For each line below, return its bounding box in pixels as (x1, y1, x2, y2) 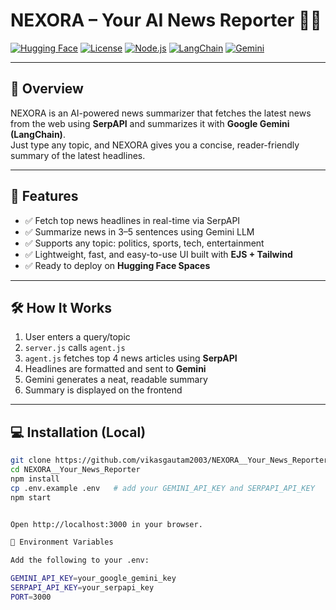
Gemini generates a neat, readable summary (24, 374, 208, 386)
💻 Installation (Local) (10, 424, 147, 441)
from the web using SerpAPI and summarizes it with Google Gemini (10, 117, 290, 129)
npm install (10, 474, 60, 484)
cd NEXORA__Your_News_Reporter (10, 465, 141, 475)
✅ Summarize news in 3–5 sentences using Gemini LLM (24, 225, 255, 238)
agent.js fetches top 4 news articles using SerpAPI (24, 352, 238, 364)
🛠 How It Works (10, 299, 113, 316)
